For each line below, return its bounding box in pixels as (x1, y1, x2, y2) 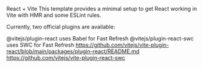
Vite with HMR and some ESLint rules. (6, 11, 102, 19)
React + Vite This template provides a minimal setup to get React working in (6, 5, 197, 12)
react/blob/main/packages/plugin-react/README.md (6, 48, 139, 55)
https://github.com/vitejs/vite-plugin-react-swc (6, 54, 125, 61)
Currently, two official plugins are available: (6, 24, 116, 30)
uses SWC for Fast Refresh (6, 42, 75, 48)
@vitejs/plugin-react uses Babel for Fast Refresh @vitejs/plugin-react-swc (6, 35, 194, 42)
